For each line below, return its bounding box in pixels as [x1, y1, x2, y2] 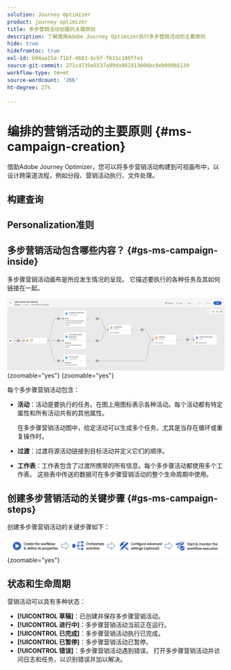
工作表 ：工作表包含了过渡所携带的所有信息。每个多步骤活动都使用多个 [17, 462, 217, 470]
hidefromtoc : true [7, 48, 60, 55]
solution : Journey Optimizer [7, 11, 91, 18]
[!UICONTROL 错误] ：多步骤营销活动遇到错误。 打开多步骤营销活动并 [17, 647, 214, 655]
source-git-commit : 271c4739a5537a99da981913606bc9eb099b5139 [7, 62, 190, 69]
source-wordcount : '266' [7, 77, 79, 83]
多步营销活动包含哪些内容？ [7, 245, 125, 257]
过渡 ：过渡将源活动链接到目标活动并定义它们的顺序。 [17, 447, 169, 455]
